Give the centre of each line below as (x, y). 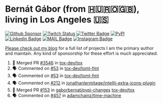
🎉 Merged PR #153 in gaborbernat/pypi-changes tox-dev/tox (73, 90)
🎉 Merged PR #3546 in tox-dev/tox (47, 62)
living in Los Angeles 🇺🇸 (57, 20)
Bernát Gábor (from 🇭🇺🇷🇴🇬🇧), (72, 9)
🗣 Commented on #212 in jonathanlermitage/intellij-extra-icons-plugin (84, 83)
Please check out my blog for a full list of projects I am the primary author (80, 48)
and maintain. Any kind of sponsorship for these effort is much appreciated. (81, 53)
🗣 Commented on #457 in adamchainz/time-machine (67, 95)
